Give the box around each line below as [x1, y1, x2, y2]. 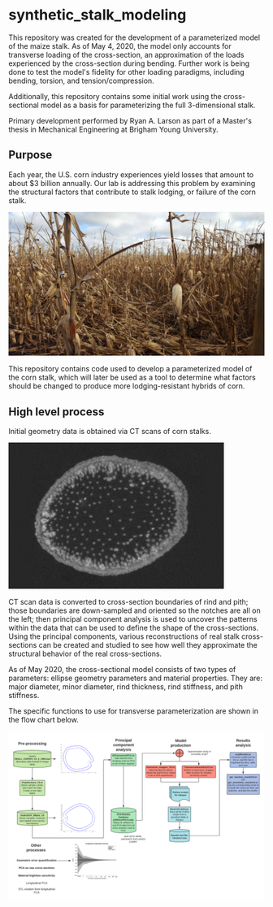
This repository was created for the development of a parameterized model [8, 33, 261, 42]
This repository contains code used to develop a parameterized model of [8, 364, 253, 374]
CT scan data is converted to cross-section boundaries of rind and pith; [8, 597, 249, 607]
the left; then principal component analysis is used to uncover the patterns [8, 614, 258, 624]
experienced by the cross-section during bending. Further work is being [8, 59, 250, 68]
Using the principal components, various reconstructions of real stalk [8, 631, 240, 641]
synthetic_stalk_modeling [8, 6, 187, 24]
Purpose [8, 148, 53, 162]
